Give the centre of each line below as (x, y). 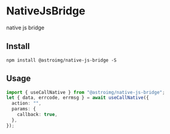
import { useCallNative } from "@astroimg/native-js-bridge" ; (86, 92)
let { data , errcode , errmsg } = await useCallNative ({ (77, 98)
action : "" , (27, 103)
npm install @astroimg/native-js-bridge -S (62, 60)
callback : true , (38, 115)
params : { (24, 109)
